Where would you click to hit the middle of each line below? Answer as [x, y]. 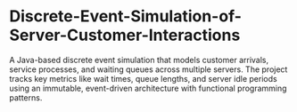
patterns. [26, 97]
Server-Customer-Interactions [125, 35]
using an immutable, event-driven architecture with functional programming [148, 88]
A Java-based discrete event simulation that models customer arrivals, [139, 60]
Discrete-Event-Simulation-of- [126, 16]
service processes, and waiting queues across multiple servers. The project [148, 69]
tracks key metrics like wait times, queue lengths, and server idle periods [144, 78]
